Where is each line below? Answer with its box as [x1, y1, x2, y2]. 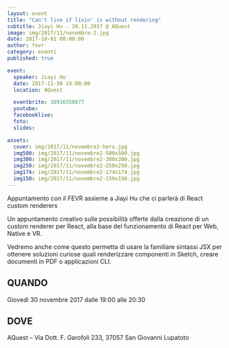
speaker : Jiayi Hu [13, 74, 67, 80]
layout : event [7, 10, 48, 17]
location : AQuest [13, 87, 63, 94]
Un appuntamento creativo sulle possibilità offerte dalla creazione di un [7, 215, 209, 223]
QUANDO [7, 277, 48, 289]
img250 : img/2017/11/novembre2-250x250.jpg [13, 162, 140, 169]
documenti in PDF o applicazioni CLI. [7, 257, 111, 265]
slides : [13, 124, 36, 131]
